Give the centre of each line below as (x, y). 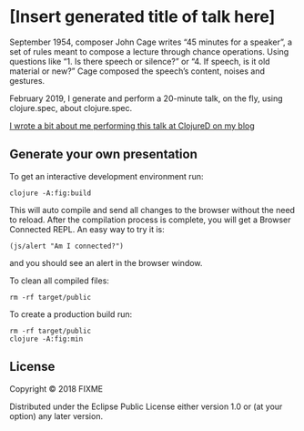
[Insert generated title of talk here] (142, 17)
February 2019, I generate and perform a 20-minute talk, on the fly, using (147, 98)
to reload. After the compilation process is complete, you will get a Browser (150, 220)
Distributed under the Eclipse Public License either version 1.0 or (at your (146, 406)
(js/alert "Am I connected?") (67, 246)
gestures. (27, 80)
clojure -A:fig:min (46, 339)
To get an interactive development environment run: (106, 176)
